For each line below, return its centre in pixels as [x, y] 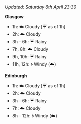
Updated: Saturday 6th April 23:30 [41, 7]
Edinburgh [16, 76]
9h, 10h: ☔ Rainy [29, 57]
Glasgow [14, 17]
